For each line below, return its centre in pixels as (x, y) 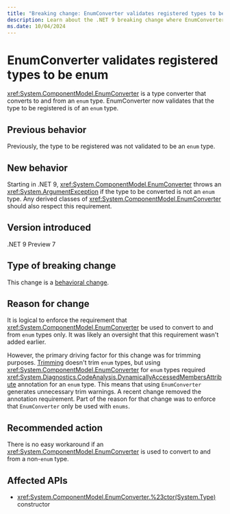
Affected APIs (37, 480)
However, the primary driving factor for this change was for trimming (104, 355)
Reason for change (48, 303)
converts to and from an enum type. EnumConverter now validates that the (111, 101)
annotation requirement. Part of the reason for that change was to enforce (112, 399)
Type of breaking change (62, 266)
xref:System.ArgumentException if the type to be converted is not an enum (111, 191)
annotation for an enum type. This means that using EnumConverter (110, 384)
